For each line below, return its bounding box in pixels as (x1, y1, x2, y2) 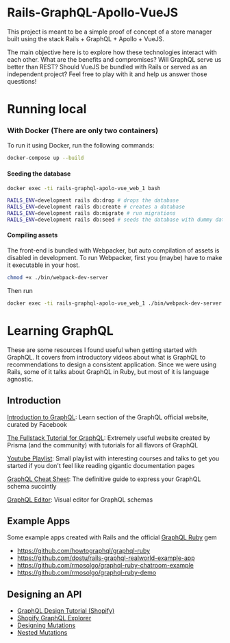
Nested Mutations (16, 629, 68, 637)
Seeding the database (7, 169, 71, 178)
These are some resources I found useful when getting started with (7, 345, 197, 354)
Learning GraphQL (7, 323, 114, 339)
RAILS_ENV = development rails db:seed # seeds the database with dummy (7, 216, 213, 223)
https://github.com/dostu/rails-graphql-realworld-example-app (16, 554, 195, 562)
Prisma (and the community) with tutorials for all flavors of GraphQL (7, 441, 199, 449)
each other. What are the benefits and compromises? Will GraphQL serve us (7, 55, 222, 63)
